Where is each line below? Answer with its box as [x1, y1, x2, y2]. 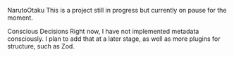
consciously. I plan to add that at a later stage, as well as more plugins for [7, 34, 221, 43]
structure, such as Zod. [7, 42, 75, 50]
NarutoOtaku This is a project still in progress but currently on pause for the [7, 6, 227, 14]
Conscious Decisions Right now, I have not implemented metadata [7, 27, 199, 35]
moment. [7, 13, 33, 22]
